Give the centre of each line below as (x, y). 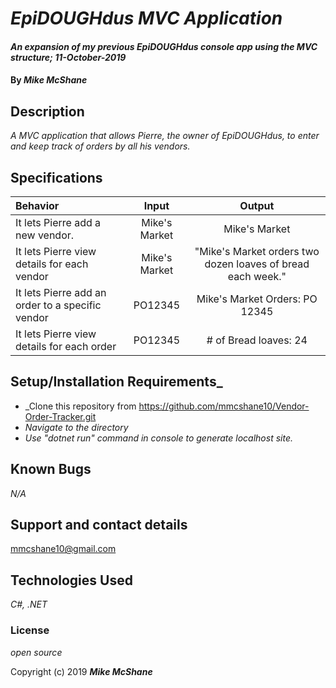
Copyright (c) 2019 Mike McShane (81, 671)
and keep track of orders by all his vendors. (100, 146)
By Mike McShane (49, 80)
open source (36, 652)
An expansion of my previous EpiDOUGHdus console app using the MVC (164, 46)
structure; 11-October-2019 (68, 57)
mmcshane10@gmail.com (63, 549)
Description (47, 111)
